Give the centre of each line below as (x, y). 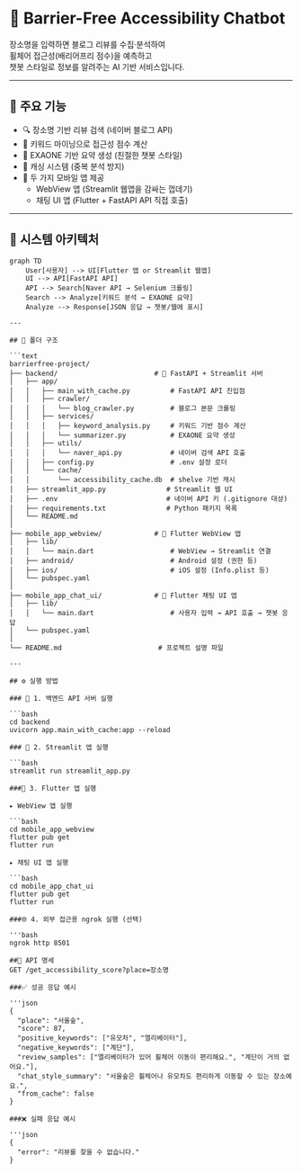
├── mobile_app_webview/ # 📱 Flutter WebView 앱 (125, 533)
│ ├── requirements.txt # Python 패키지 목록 (124, 508)
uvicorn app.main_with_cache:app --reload (90, 730)
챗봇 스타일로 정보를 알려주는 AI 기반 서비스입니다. (97, 67)
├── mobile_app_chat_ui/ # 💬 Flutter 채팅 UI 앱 (124, 595)
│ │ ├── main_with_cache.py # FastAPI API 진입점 (127, 390)
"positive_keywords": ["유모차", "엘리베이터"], (102, 1038)
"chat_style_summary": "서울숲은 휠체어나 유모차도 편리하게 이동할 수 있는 (143, 1076)
